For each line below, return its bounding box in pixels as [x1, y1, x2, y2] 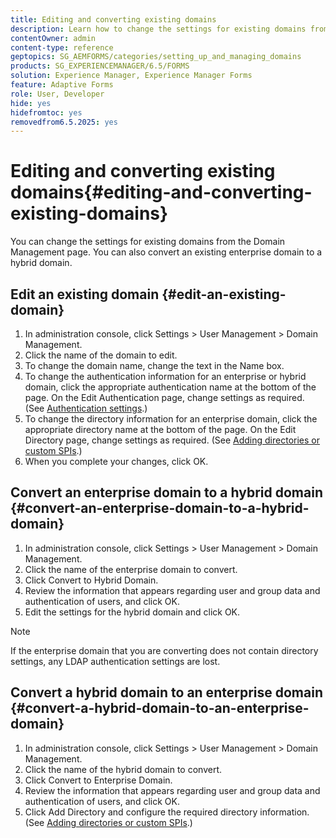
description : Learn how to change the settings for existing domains [10, 24, 307, 34]
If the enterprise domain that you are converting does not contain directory [10, 644, 319, 656]
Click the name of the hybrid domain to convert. [24, 763, 223, 775]
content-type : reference [10, 42, 114, 53]
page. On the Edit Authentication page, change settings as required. [24, 392, 305, 403]
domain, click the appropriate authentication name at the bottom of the [24, 381, 317, 393]
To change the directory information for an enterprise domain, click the [24, 413, 318, 425]
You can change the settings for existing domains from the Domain [10, 236, 286, 248]
